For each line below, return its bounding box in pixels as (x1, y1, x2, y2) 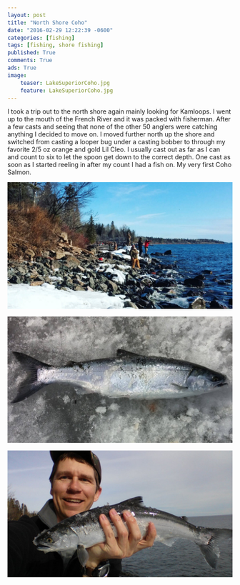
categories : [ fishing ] (7, 34, 75, 41)
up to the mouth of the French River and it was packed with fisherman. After (7, 115, 231, 124)
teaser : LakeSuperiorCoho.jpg (20, 79, 111, 86)
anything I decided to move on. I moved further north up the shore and (7, 130, 215, 139)
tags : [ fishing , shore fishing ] (7, 41, 104, 49)
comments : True (7, 57, 53, 64)
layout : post (7, 11, 46, 19)
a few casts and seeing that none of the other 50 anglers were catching (7, 122, 218, 131)
